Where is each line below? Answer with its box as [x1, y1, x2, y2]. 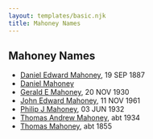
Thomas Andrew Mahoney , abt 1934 [19, 113, 141, 123]
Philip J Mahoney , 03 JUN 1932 [19, 104, 125, 114]
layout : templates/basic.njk [8, 11, 106, 20]
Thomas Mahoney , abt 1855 [19, 121, 113, 131]
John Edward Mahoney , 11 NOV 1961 [19, 96, 141, 105]
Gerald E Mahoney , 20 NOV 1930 [19, 88, 130, 97]
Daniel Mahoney [19, 79, 75, 88]
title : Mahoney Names [8, 19, 81, 27]
